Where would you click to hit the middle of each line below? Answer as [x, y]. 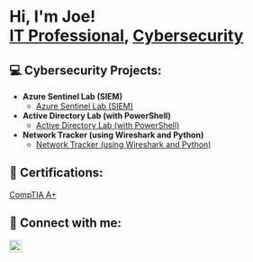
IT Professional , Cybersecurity [126, 36]
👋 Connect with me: [65, 223]
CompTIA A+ [33, 194]
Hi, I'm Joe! [53, 17]
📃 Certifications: [56, 173]
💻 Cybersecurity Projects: [86, 70]
